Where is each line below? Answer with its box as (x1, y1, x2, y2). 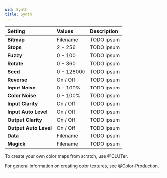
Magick (7, 140, 26, 147)
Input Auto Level (7, 108, 48, 115)
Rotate (7, 60, 24, 67)
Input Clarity (7, 100, 38, 107)
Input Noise (7, 84, 36, 91)
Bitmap (7, 36, 25, 43)
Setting (7, 28, 25, 35)
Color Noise (7, 92, 36, 99)
